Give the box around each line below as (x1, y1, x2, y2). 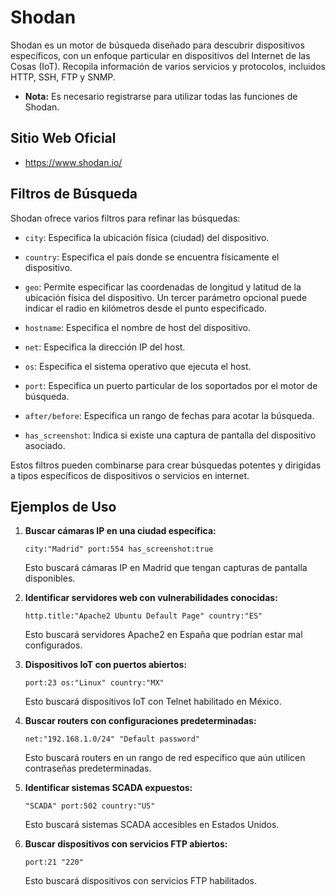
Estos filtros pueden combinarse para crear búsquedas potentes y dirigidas (10, 459, 322, 471)
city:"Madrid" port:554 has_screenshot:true (24, 544, 214, 555)
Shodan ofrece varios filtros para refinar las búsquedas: (10, 212, 241, 224)
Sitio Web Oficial (10, 130, 117, 147)
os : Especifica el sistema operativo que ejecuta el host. (24, 360, 252, 372)
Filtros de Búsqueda (10, 186, 138, 203)
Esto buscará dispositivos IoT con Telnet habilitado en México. (24, 696, 282, 708)
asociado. (24, 439, 66, 451)
